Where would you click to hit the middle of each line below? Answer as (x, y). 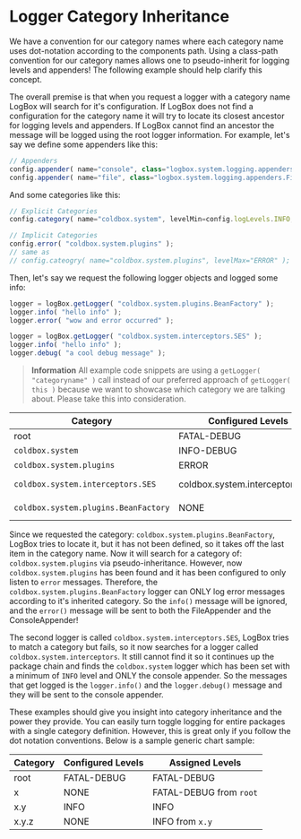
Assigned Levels (205, 763)
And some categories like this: (65, 195)
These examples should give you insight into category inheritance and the (146, 712)
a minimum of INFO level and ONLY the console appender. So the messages (149, 676)
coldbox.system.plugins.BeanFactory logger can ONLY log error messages (147, 592)
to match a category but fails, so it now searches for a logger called (134, 647)
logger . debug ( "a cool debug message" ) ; (88, 353)
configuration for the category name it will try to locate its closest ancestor (147, 116)
